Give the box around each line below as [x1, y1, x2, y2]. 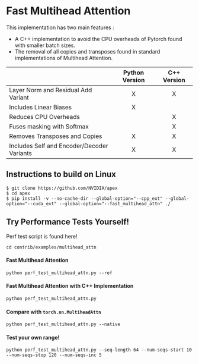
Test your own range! [6, 334, 60, 341]
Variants [9, 149, 33, 157]
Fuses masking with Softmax [9, 122, 89, 130]
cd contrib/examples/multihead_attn [6, 244, 97, 250]
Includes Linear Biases [9, 103, 72, 111]
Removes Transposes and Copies [9, 132, 102, 140]
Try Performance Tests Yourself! [6, 217, 129, 227]
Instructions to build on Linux [6, 170, 117, 180]
